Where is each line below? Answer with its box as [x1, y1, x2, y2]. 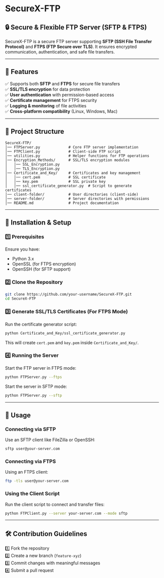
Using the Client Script [5, 490, 60, 497]
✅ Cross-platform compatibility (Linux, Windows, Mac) [5, 108, 118, 114]
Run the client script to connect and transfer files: [5, 501, 105, 507]
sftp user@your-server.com [5, 447, 60, 452]
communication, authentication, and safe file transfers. [5, 49, 115, 54]
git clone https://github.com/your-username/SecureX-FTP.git [5, 292, 132, 297]
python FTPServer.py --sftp [5, 393, 62, 398]
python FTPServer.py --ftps [5, 375, 62, 379]
